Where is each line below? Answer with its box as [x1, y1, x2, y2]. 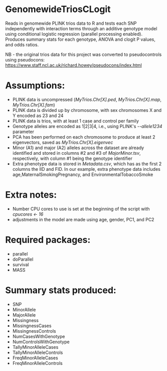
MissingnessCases [12, 323, 52, 329]
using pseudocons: [5, 56, 45, 63]
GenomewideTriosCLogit [5, 4, 111, 15]
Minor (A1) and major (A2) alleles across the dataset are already [12, 145, 144, 151]
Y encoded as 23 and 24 [12, 112, 64, 118]
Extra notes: [5, 189, 57, 201]
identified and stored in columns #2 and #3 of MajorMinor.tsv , [12, 150, 141, 156]
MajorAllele [12, 312, 36, 318]
